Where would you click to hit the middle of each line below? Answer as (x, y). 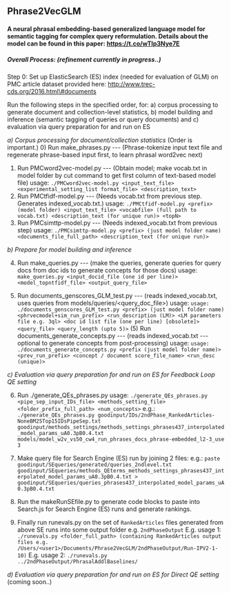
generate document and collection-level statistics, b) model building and (110, 112)
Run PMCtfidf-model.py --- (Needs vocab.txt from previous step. (109, 196)
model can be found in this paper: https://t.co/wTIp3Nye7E (94, 43)
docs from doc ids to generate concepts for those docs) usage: (107, 270)
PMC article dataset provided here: (57, 84)
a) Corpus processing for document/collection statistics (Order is (100, 140)
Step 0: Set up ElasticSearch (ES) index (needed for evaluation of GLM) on (113, 77)
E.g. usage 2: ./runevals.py (68, 555)
